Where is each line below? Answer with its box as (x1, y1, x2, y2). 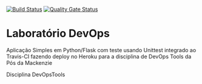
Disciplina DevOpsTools (6, 71, 66, 78)
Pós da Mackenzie (6, 59, 53, 66)
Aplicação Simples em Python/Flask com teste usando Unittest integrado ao (6, 46, 197, 53)
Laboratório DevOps (6, 27, 110, 40)
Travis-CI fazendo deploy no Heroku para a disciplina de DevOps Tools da (6, 53, 192, 60)
